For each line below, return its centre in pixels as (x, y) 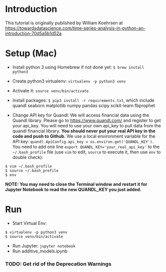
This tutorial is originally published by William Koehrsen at (64, 23)
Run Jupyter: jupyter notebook (44, 246)
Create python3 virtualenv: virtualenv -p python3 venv (69, 81)
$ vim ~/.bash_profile (28, 166)
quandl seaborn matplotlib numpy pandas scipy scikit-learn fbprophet (83, 106)
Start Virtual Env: (29, 223)
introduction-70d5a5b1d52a (33, 33)
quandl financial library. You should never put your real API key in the (84, 131)
